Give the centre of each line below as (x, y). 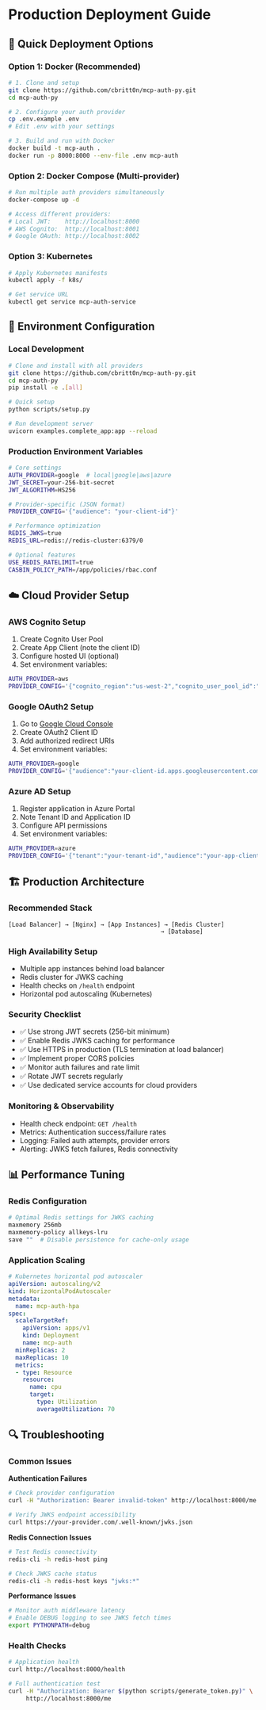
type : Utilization (67, 1402)
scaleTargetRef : (42, 1321)
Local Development (46, 349)
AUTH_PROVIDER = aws (38, 679)
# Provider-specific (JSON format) (67, 504)
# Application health (44, 1662)
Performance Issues (42, 1596)
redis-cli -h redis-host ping (58, 1559)
